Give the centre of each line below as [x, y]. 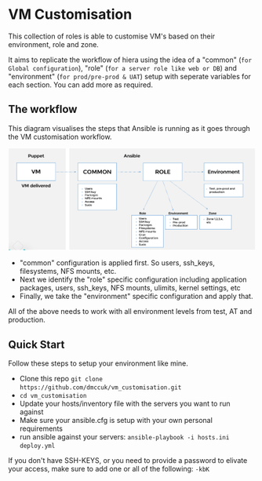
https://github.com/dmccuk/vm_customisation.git [100, 387]
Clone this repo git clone [61, 378]
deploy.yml [37, 446]
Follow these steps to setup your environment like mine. [98, 363]
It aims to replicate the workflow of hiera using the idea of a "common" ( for [130, 60]
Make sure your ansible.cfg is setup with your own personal [116, 420]
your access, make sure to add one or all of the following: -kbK [109, 468]
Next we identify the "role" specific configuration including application [133, 279]
